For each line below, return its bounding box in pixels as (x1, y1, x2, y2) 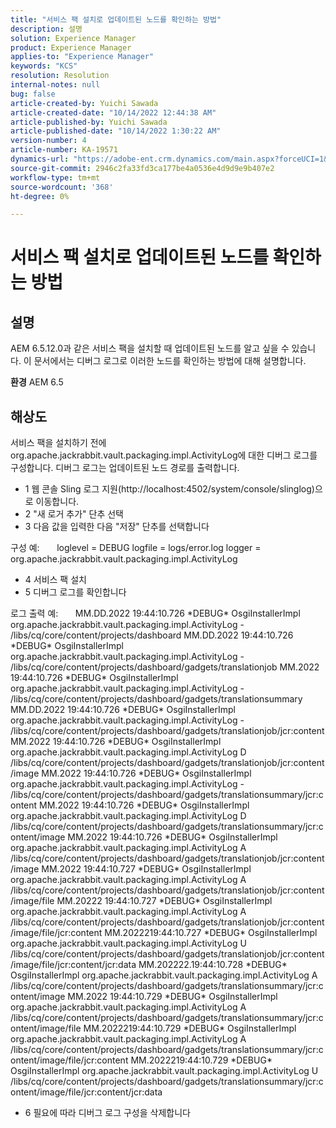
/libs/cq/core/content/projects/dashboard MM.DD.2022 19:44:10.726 (10, 629, 294, 641)
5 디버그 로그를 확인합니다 (24, 586, 127, 598)
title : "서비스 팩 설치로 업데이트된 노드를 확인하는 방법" (10, 14, 222, 25)
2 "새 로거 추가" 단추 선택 (24, 508, 124, 520)
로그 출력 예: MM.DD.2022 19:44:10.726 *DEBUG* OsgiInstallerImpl (10, 607, 301, 620)
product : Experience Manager (10, 42, 132, 53)
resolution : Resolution (10, 71, 110, 81)
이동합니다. (35, 496, 80, 508)
